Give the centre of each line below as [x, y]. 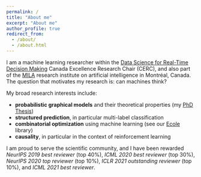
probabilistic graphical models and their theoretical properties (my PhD [104, 104]
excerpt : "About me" [32, 23]
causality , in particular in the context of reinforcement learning [93, 136]
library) [24, 130]
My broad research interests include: [52, 93]
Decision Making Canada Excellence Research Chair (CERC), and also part [98, 68]
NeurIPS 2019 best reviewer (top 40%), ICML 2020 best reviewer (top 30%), [100, 154]
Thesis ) [24, 111]
